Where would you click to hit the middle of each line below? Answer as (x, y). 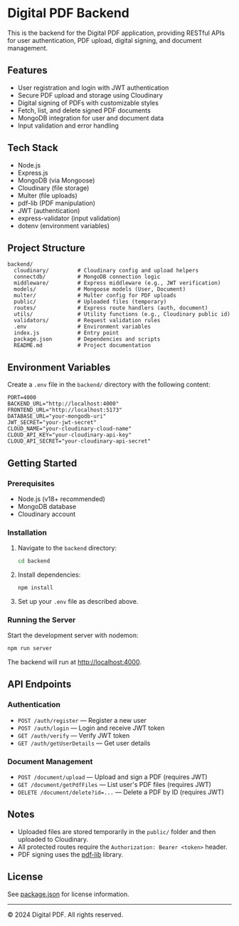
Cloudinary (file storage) (53, 187)
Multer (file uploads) (48, 195)
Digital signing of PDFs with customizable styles (88, 103)
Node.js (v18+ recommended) (61, 499)
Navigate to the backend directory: (67, 548)
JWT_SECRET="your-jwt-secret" (52, 423)
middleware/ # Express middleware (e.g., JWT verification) (117, 283)
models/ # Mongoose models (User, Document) (100, 289)
